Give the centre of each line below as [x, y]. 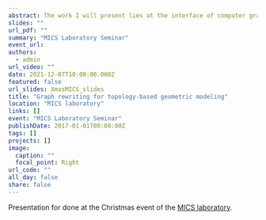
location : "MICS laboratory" [56, 104]
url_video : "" [32, 67]
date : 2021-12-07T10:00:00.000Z [61, 74]
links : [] [25, 112]
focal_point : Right [47, 163]
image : [19, 148]
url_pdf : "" [28, 30]
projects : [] [30, 140]
